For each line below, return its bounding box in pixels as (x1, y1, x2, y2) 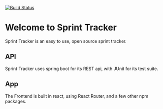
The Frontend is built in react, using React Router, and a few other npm (5, 93, 149, 99)
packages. (5, 98, 27, 104)
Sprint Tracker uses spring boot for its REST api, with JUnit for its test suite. (5, 66, 159, 72)
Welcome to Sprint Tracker (5, 22, 117, 33)
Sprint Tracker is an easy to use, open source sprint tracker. (5, 38, 127, 44)
